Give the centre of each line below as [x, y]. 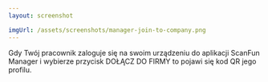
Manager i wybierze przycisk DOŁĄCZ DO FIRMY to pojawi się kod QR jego [132, 61]
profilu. [20, 69]
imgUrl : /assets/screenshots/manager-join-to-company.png [107, 30]
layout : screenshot [41, 16]
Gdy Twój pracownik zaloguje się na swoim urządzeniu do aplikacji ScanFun [134, 53]
